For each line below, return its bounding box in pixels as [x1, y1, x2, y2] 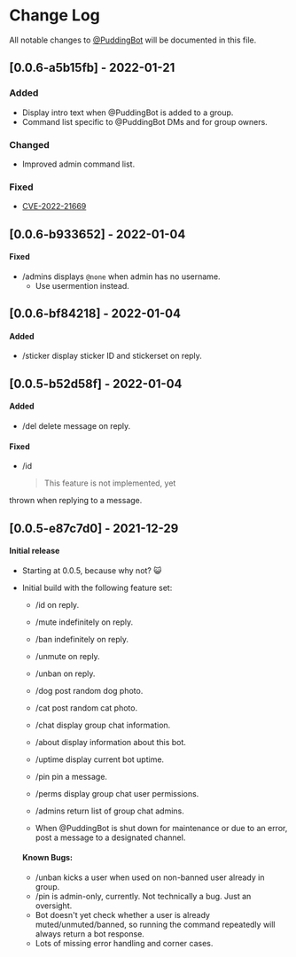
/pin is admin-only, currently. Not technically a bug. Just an [35, 891, 252, 901]
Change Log [9, 5, 100, 26]
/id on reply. [35, 599, 80, 610]
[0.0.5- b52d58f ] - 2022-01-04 [9, 376, 183, 391]
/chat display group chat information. [35, 720, 171, 730]
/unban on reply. [35, 668, 96, 679]
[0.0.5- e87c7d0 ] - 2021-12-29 [9, 520, 179, 536]
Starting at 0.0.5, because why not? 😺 [21, 564, 162, 576]
